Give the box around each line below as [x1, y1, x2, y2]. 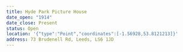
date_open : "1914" [6, 14, 52, 20]
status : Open [6, 25, 39, 32]
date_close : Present [6, 20, 58, 26]
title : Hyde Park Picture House [6, 8, 87, 15]
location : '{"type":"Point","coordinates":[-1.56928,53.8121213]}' [6, 31, 179, 37]
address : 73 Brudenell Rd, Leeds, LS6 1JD [6, 36, 114, 42]
